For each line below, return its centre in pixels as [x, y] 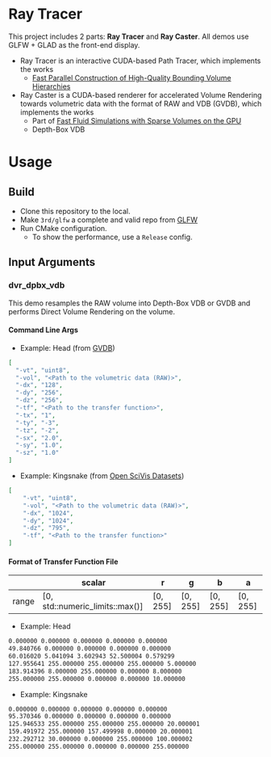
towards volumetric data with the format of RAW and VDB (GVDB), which [141, 103]
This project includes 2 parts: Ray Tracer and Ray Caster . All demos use [129, 36]
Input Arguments [52, 262]
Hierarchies [51, 86]
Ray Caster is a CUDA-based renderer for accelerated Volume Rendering [141, 95]
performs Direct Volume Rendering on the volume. [92, 311]
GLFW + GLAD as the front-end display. [74, 44]
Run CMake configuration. [63, 228]
